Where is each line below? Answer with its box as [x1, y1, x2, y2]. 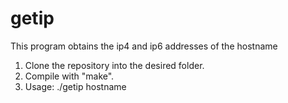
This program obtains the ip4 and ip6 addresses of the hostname [10, 40, 278, 52]
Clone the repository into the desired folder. [24, 59, 205, 71]
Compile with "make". [24, 70, 115, 82]
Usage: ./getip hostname [24, 80, 127, 92]
